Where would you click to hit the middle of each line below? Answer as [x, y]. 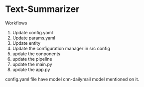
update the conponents [36, 54]
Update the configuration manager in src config [61, 48]
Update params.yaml [34, 38]
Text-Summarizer [42, 9]
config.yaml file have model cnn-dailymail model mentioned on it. [72, 79]
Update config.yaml [33, 32]
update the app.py [31, 69]
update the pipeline [32, 59]
